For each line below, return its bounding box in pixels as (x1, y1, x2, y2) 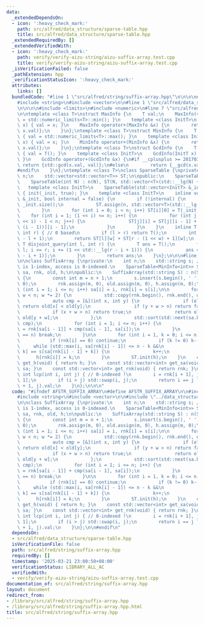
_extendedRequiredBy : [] (12, 37, 75, 43)
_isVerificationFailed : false (12, 65, 88, 72)
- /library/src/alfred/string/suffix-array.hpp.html (6, 604, 143, 610)
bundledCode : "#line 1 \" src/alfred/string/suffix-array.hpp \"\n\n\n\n (12, 94, 197, 100)
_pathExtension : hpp (12, 71, 64, 77)
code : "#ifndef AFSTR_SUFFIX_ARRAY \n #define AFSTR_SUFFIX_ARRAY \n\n (12, 388, 189, 395)
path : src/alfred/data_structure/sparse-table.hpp (17, 26, 148, 32)
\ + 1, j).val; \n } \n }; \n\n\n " (17, 383, 104, 389)
